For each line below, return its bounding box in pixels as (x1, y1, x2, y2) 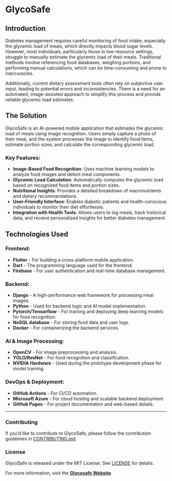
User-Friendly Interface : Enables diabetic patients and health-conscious (12, 198, 167, 205)
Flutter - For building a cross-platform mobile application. (12, 256, 135, 263)
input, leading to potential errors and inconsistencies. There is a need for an (5, 86, 165, 92)
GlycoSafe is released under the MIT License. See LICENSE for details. (5, 460, 155, 466)
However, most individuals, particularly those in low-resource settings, (5, 49, 154, 54)
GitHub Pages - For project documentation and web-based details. (12, 401, 155, 407)
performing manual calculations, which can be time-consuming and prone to (5, 65, 167, 71)
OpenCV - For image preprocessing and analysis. (12, 349, 118, 355)
